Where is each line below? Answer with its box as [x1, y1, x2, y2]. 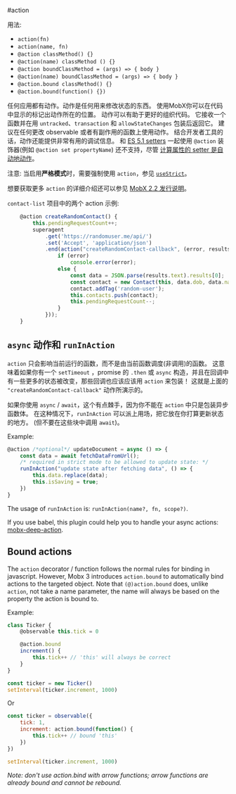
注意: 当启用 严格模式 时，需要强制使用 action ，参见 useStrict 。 [7, 169, 191, 177]
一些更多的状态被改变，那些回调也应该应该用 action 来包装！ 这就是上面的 [13, 377, 228, 385]
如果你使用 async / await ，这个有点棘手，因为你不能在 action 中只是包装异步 [7, 401, 229, 409]
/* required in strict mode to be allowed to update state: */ [20, 459, 209, 466]
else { [57, 265, 77, 272]
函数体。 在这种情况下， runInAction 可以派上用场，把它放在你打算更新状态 [7, 409, 224, 417]
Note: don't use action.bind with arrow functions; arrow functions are [7, 771, 209, 779]
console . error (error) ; [70, 259, 137, 266]
